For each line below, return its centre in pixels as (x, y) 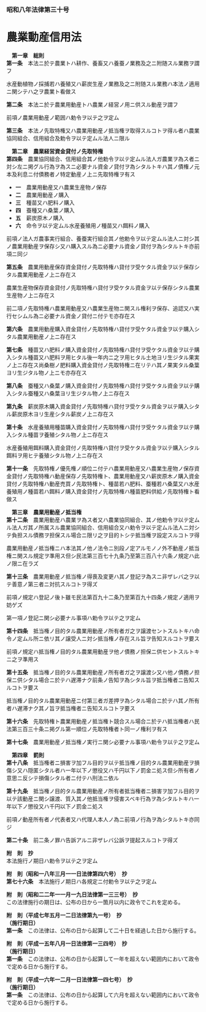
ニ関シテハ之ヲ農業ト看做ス (41, 91)
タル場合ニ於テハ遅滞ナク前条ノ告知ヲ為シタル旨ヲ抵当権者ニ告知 (111, 680)
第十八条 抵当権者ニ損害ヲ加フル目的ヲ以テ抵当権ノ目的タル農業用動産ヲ (100, 763)
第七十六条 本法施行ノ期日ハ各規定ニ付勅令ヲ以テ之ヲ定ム (82, 881)
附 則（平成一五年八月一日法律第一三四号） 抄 (67, 943)
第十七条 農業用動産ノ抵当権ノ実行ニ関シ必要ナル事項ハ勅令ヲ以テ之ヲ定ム (103, 742)
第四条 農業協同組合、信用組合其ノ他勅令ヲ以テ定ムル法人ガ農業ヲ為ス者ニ (103, 159)
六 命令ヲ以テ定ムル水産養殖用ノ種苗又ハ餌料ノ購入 (82, 226)
